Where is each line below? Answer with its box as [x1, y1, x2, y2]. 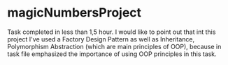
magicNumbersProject [7, 5, 142, 21]
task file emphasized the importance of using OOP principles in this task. [7, 50, 217, 58]
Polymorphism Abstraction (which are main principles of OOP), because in [7, 42, 222, 50]
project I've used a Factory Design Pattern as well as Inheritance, [7, 35, 195, 43]
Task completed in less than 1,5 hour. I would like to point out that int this [7, 28, 216, 36]
